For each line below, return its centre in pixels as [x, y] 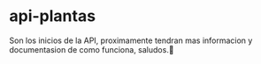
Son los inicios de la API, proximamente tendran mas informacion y [131, 40]
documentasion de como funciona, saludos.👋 [92, 49]
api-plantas [52, 16]
